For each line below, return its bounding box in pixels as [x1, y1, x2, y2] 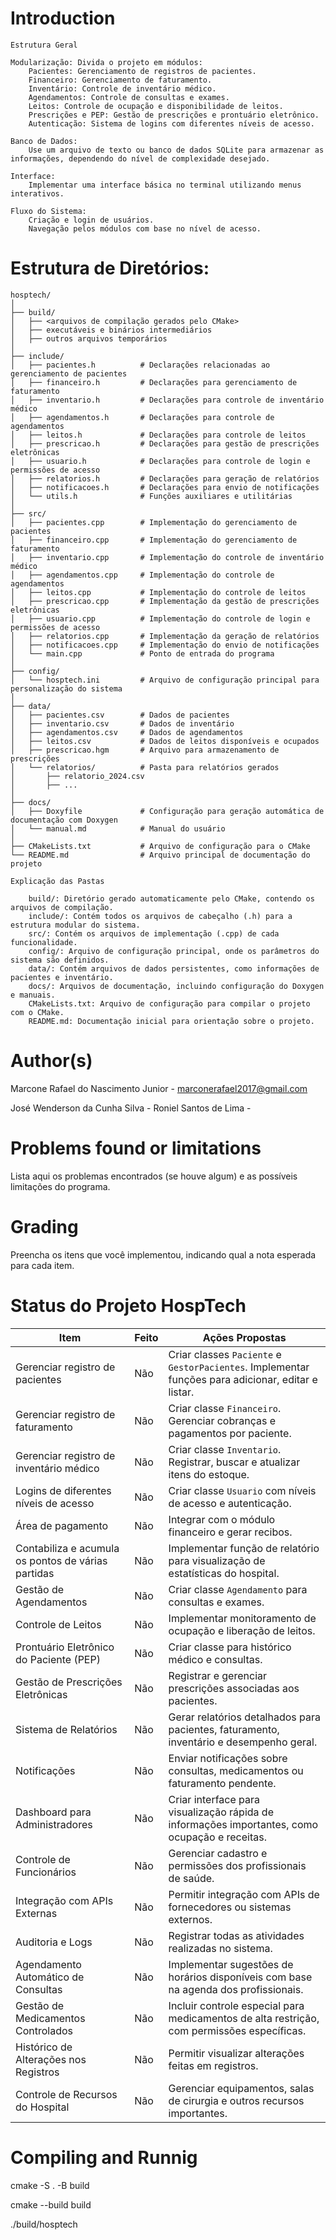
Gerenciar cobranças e [168, 1413, 277, 1427]
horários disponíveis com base [168, 1970, 313, 1984]
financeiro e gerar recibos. [168, 1525, 293, 1539]
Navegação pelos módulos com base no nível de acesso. [28, 223, 262, 234]
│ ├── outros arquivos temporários [10, 333, 168, 344]
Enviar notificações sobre [168, 1751, 288, 1765]
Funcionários [15, 1865, 77, 1879]
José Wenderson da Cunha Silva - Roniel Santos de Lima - [10, 1102, 252, 1114]
